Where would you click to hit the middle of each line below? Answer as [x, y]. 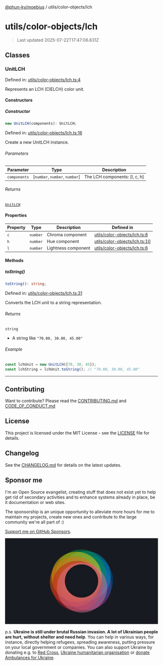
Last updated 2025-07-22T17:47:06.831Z [58, 40]
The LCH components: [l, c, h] [114, 177]
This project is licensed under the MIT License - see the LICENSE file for [77, 433]
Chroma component [67, 234]
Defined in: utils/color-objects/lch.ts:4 [43, 80]
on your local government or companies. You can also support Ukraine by [79, 648]
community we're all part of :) [34, 522]
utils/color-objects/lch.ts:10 [122, 241]
